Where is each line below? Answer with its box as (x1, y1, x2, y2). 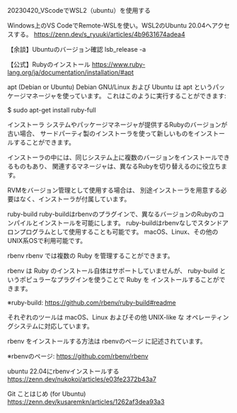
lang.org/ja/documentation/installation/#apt (7, 68, 134, 77)
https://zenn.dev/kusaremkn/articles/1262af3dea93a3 (7, 397, 165, 406)
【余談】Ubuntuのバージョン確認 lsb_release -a (7, 45, 146, 53)
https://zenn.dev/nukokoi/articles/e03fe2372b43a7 (7, 375, 157, 383)
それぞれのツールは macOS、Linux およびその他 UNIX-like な (7, 313, 185, 321)
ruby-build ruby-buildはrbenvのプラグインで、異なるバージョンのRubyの (7, 210, 219, 218)
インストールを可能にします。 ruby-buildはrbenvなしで (37, 219, 198, 227)
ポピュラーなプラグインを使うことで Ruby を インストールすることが (19, 276, 219, 283)
